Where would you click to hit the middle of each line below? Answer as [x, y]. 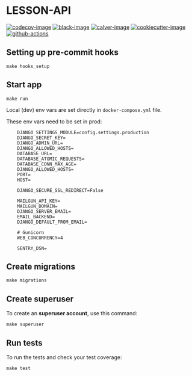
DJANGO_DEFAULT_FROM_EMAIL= [52, 222]
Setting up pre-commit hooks [63, 53]
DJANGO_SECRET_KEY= [42, 138]
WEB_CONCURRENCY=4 [40, 238]
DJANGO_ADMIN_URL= [40, 143]
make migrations [26, 280]
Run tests [24, 343]
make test [19, 368]
